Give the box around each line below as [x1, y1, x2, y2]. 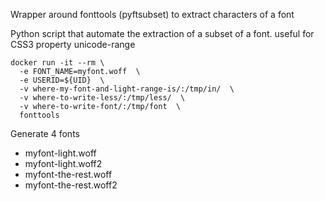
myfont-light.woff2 [24, 158, 103, 169]
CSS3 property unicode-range [10, 39, 136, 50]
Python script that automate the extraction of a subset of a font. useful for [10, 28, 315, 39]
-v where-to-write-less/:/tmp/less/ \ [19, 93, 186, 103]
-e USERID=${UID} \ [19, 75, 105, 85]
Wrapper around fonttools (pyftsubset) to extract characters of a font [10, 9, 295, 20]
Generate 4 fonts [10, 128, 80, 139]
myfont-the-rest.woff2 [24, 179, 118, 191]
